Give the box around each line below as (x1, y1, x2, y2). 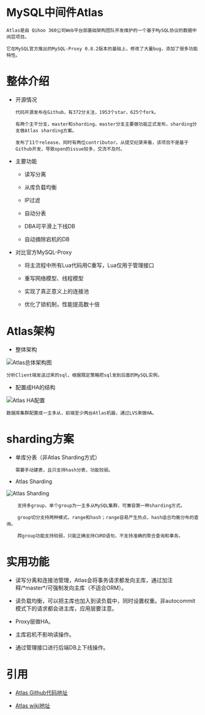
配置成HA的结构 (15, 383, 56, 391)
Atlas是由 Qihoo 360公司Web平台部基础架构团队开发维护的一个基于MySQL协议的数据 (6, 27, 193, 34)
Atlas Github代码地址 (15, 689, 68, 696)
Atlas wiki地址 (15, 702, 51, 709)
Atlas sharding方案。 (24, 127, 77, 133)
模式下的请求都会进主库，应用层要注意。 (15, 604, 117, 612)
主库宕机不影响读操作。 (15, 631, 75, 638)
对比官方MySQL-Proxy (15, 249, 72, 256)
